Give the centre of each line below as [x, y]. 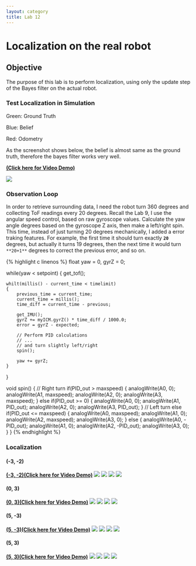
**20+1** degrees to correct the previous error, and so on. [76, 251]
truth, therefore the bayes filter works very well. [63, 156]
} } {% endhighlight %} [33, 432]
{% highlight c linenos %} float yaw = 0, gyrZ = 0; [66, 262]
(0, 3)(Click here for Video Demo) [47, 502]
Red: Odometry [24, 139]
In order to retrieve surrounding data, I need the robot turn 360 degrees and [97, 207]
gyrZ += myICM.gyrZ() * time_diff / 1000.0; [72, 320]
